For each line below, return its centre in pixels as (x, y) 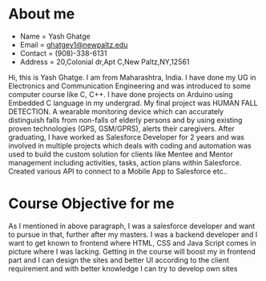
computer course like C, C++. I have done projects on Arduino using (121, 94)
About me (42, 14)
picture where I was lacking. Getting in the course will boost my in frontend (132, 251)
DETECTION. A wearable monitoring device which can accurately (116, 111)
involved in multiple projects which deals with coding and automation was (130, 145)
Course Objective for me (91, 204)
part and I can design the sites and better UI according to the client (119, 260)
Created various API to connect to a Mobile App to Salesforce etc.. (118, 171)
